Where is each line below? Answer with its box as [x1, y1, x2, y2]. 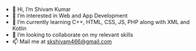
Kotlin [12, 25, 27, 32]
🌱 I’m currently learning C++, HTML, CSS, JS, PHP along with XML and [12, 19, 190, 25]
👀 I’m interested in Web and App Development [12, 12, 128, 19]
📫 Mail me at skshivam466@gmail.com [12, 38, 112, 45]
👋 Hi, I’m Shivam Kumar [12, 6, 71, 13]
